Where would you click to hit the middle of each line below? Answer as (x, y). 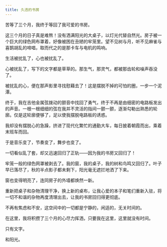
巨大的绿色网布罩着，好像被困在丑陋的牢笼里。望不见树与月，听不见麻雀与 (85, 41)
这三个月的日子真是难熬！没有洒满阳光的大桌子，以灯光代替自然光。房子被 (81, 35)
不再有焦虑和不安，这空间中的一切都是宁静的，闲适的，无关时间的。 (75, 208)
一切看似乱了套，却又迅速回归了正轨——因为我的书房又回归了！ (70, 153)
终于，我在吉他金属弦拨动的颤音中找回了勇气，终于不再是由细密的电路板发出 (83, 102)
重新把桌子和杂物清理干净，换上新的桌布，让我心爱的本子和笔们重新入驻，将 (83, 191)
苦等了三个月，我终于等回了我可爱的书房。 (49, 24)
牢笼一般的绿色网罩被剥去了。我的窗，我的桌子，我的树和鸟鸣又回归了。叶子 (83, 163)
